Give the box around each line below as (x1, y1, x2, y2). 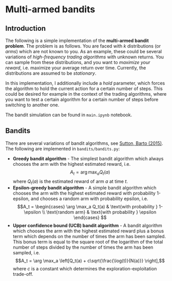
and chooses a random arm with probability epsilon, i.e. (30, 196, 148, 202)
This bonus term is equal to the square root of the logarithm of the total (12, 239, 163, 245)
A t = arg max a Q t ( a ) (70, 169, 110, 176)
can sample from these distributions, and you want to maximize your (5, 59, 150, 65)
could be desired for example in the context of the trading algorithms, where (5, 91, 167, 97)
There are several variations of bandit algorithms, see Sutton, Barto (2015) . (5, 140, 163, 146)
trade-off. (12, 271, 33, 277)
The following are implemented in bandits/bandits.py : (5, 145, 120, 152)
